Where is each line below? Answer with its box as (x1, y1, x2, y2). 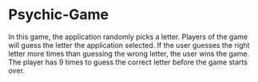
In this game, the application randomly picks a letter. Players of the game (8, 32, 248, 41)
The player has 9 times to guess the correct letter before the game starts (8, 57, 248, 67)
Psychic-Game (8, 6, 109, 24)
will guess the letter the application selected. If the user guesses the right (8, 40, 250, 49)
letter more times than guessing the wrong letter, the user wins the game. (8, 49, 250, 58)
